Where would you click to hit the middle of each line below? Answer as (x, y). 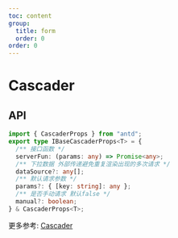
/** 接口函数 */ (41, 149)
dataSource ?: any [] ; (50, 171)
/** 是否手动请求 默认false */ (63, 194)
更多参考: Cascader (41, 225)
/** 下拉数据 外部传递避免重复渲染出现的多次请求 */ (93, 164)
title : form (36, 31)
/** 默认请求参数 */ (46, 179)
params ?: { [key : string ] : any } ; (73, 186)
